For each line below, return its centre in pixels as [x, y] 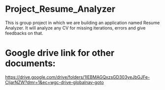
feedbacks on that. [24, 33]
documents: [30, 64]
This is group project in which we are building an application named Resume [82, 23]
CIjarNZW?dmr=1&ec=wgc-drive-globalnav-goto [55, 82]
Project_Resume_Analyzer [60, 9]
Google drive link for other [60, 53]
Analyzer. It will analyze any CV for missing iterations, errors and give [75, 28]
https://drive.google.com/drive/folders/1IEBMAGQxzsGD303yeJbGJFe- [78, 77]
